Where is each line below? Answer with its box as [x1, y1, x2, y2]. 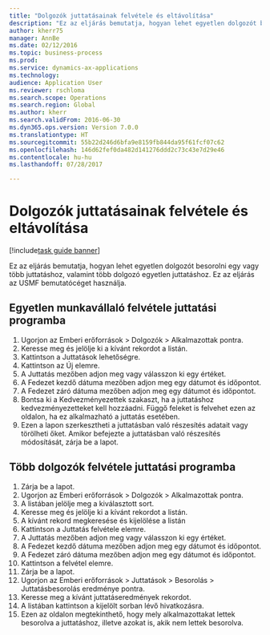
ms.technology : [9, 71, 60, 79]
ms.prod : [9, 57, 38, 65]
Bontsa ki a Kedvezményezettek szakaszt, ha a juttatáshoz [20, 394, 215, 404]
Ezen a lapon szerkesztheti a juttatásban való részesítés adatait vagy [20, 420, 248, 429]
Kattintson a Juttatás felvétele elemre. [20, 524, 147, 533]
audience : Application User [9, 78, 103, 86]
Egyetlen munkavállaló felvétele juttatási [9, 301, 217, 315]
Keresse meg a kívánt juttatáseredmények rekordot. [20, 592, 191, 601]
